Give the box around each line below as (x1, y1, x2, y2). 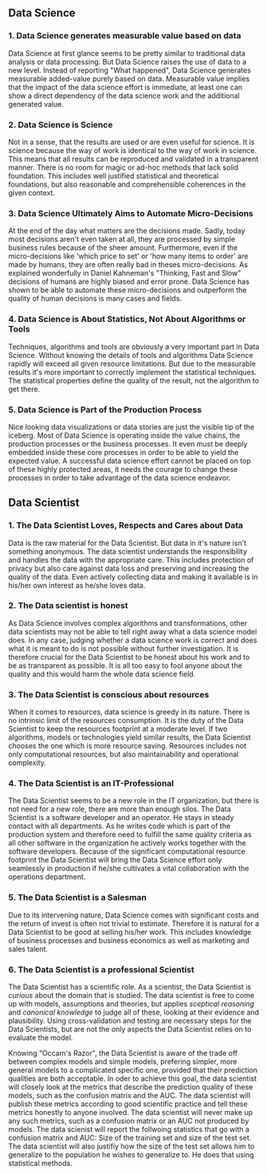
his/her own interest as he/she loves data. (8, 580, 146, 590)
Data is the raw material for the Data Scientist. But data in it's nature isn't (8, 538, 247, 548)
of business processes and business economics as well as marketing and (8, 936, 249, 945)
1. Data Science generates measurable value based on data (8, 30, 241, 41)
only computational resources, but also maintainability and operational (8, 749, 239, 760)
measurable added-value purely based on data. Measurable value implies (8, 73, 250, 83)
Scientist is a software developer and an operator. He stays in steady (8, 813, 234, 823)
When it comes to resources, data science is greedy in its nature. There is (8, 707, 250, 717)
